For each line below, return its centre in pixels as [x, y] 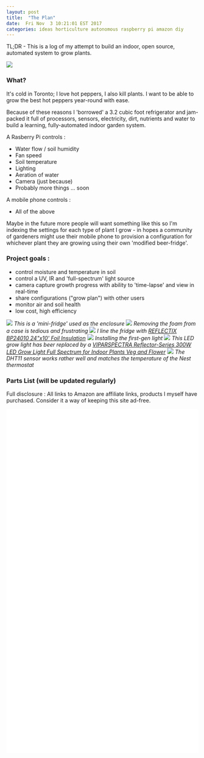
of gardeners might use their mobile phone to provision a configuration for [100, 236]
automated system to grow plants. [49, 53]
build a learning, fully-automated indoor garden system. [76, 125]
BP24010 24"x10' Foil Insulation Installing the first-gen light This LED [100, 338]
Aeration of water [37, 174]
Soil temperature [36, 162]
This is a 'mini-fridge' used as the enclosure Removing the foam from [105, 323]
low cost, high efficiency [46, 311]
